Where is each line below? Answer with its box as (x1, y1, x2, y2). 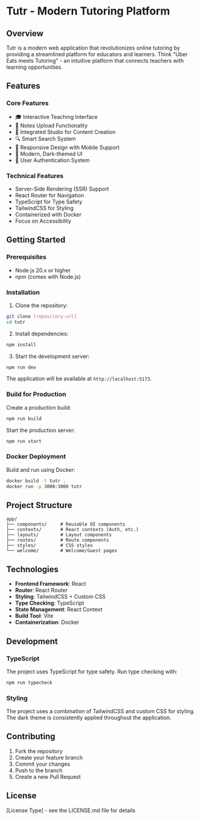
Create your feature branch (14, 754, 83, 761)
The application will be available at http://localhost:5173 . (6, 375, 152, 383)
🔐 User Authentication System (14, 156, 90, 164)
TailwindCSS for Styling (14, 204, 74, 212)
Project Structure (6, 500, 72, 510)
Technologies (6, 564, 59, 574)
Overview (6, 28, 44, 39)
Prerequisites (6, 253, 46, 261)
